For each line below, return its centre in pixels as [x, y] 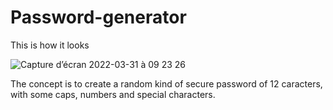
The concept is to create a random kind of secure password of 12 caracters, [166, 83]
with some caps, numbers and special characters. [113, 94]
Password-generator [98, 17]
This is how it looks [50, 45]
